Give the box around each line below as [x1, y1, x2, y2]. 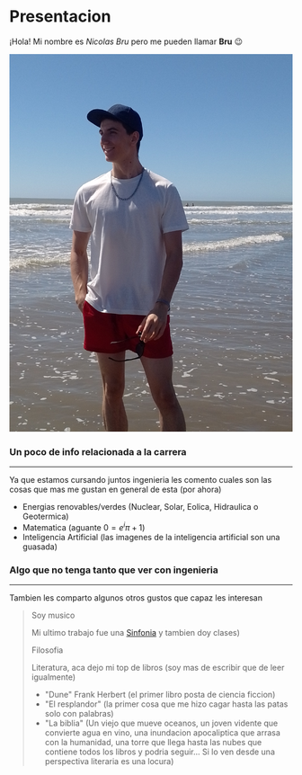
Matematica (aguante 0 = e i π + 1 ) [22, 521, 146, 532]
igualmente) [31, 672, 76, 682]
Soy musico [31, 610, 75, 621]
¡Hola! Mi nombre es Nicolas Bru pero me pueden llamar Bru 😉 [9, 36, 244, 47]
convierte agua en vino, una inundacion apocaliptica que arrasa [44, 727, 281, 738]
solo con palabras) [44, 708, 114, 719]
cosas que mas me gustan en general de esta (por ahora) [9, 484, 222, 495]
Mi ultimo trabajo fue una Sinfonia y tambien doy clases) [31, 628, 241, 638]
